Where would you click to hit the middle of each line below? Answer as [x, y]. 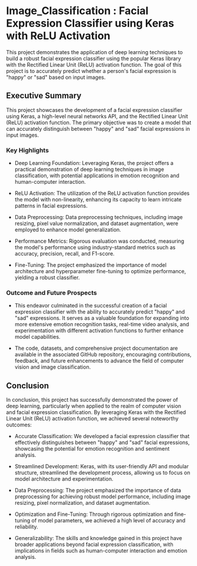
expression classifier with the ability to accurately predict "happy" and [100, 312]
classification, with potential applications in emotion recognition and [97, 176]
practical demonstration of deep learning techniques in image [89, 170]
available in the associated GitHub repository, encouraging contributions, [103, 355]
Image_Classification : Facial [77, 11]
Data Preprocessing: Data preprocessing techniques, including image [99, 217]
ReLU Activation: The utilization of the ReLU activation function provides [102, 193]
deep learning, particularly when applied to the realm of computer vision [94, 406]
